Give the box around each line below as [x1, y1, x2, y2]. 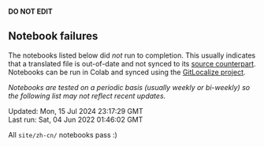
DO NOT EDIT [8, 7, 53, 16]
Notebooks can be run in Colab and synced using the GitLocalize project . [8, 67, 246, 77]
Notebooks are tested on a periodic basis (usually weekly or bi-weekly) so [8, 82, 251, 92]
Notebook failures [8, 29, 99, 43]
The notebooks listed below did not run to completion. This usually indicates [8, 51, 256, 60]
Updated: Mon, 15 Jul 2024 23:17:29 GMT [8, 106, 143, 115]
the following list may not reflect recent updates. [8, 91, 166, 100]
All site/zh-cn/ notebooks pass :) [8, 130, 118, 139]
